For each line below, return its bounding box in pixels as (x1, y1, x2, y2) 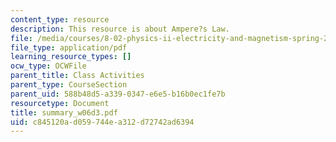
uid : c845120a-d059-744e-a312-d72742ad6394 (10, 117, 195, 127)
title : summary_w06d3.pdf (10, 107, 118, 118)
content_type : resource (10, 14, 110, 25)
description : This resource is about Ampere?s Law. (10, 24, 230, 34)
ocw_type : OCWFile (10, 61, 87, 71)
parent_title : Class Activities (10, 71, 145, 81)
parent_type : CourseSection (10, 80, 128, 90)
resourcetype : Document (10, 98, 110, 108)
